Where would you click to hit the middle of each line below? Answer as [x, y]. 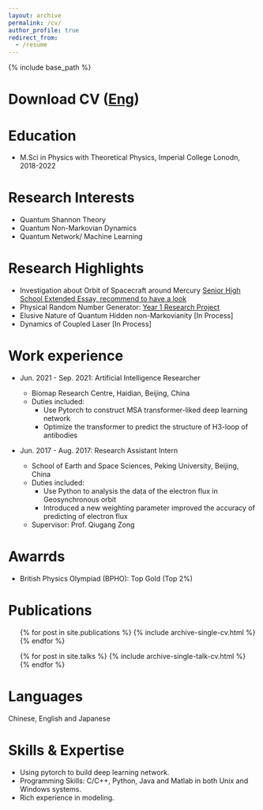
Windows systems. [50, 789]
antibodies [60, 435]
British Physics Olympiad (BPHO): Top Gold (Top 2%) [106, 579]
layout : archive [35, 15]
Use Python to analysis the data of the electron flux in [131, 491]
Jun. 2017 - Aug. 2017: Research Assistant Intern [99, 451]
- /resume [31, 45]
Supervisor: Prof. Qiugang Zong [83, 525]
